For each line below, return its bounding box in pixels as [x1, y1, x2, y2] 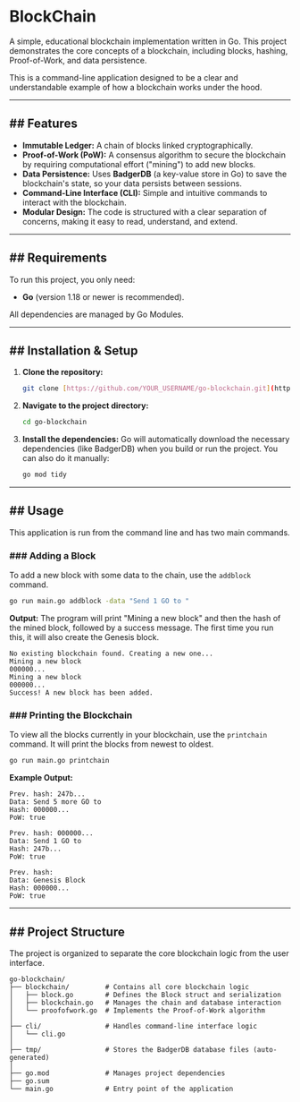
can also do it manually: [21, 453, 110, 464]
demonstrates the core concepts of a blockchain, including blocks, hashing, [9, 45, 288, 56]
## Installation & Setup [9, 343, 138, 358]
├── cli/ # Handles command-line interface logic [9, 1021, 257, 1030]
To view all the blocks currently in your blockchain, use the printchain [9, 730, 268, 740]
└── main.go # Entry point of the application [9, 1084, 234, 1093]
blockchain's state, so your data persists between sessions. [21, 177, 243, 189]
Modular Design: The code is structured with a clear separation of [21, 206, 268, 217]
